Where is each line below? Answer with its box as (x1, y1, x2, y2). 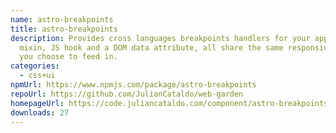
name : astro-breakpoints (10, 14, 114, 25)
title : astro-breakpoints (10, 24, 118, 34)
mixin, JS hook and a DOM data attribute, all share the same (19, 42, 284, 53)
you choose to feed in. (19, 52, 118, 62)
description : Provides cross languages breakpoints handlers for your (10, 33, 311, 43)
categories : (10, 61, 60, 71)
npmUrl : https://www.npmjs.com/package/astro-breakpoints (10, 80, 257, 90)
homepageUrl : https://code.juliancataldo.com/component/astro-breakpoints (10, 98, 329, 108)
